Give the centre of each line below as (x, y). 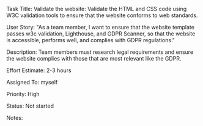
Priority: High (23, 94)
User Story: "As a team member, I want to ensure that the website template (100, 27)
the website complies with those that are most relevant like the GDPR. (94, 58)
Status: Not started (30, 106)
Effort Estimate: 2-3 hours (39, 70)
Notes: (15, 118)
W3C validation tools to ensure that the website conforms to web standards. (102, 15)
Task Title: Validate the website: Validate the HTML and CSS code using (97, 9)
